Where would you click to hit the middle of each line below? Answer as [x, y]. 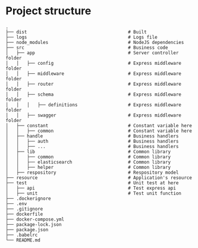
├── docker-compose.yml [35, 219]
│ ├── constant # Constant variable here [99, 125]
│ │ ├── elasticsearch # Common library [88, 162]
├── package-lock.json [34, 224]
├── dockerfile [24, 214]
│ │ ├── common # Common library [88, 157]
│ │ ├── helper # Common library [88, 167]
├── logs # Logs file [82, 37]
